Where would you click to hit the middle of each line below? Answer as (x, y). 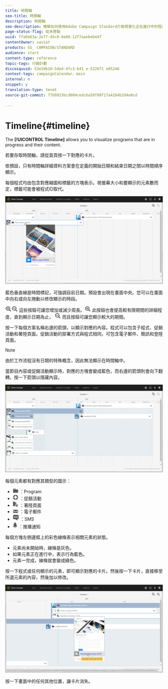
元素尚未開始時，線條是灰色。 (43, 548)
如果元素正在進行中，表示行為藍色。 (50, 554)
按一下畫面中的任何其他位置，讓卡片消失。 (49, 681)
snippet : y (16, 85)
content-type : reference (31, 58)
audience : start (22, 53)
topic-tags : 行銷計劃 (26, 63)
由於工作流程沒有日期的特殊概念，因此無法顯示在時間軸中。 (66, 360)
